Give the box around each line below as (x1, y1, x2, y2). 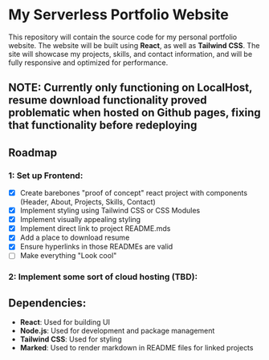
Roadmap (8, 146, 58, 160)
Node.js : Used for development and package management (19, 326, 215, 336)
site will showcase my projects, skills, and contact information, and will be (8, 49, 253, 59)
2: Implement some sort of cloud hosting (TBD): (8, 271, 198, 282)
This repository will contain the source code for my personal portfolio (8, 32, 238, 42)
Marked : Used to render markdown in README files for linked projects (19, 343, 254, 353)
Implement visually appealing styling (19, 215, 141, 224)
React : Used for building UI (19, 318, 111, 327)
